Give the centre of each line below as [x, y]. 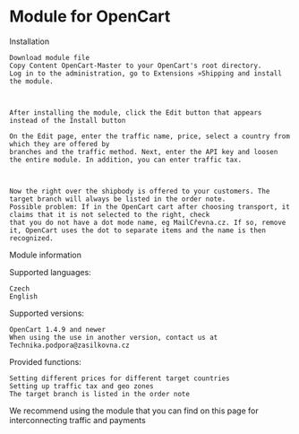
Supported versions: [47, 313]
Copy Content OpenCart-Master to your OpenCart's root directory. [136, 65]
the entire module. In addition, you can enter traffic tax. [126, 160]
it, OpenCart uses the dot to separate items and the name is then [138, 230]
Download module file [50, 57]
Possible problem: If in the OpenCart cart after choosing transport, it [150, 207]
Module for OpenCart [90, 17]
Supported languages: [50, 272]
